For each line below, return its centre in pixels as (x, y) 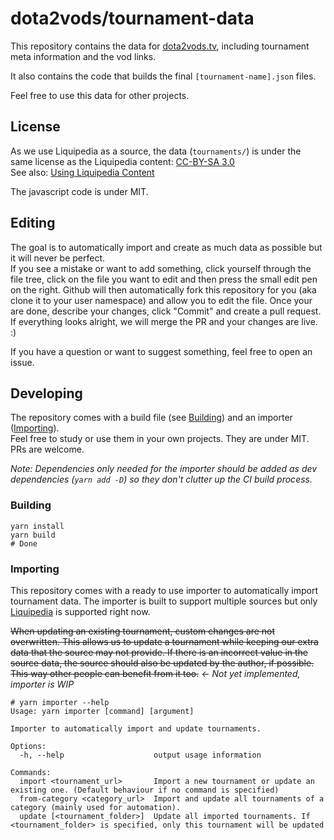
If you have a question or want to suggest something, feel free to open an (161, 351)
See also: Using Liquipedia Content (82, 172)
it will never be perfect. (58, 258)
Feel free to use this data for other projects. (100, 95)
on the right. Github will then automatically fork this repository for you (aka (163, 289)
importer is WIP (42, 684)
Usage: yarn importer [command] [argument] (102, 711)
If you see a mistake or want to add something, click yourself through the (161, 268)
